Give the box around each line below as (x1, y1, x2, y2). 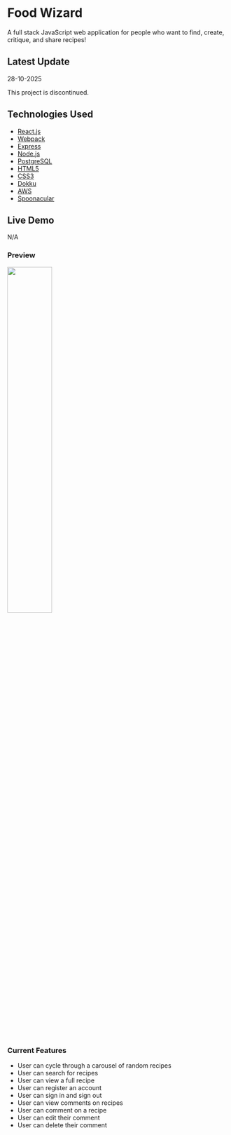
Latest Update (7, 56, 70, 68)
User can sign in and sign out (17, 1091, 102, 1099)
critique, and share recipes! (7, 35, 86, 43)
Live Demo (7, 214, 55, 226)
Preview (7, 250, 36, 260)
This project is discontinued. (7, 88, 90, 96)
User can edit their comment (17, 1113, 100, 1122)
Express (17, 142, 41, 150)
